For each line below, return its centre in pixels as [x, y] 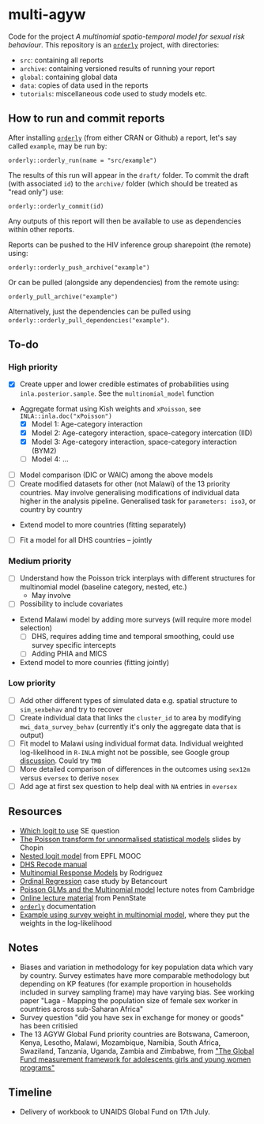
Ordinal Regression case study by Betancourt [93, 881]
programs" [37, 1067]
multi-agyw [47, 15]
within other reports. [41, 229]
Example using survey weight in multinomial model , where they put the [135, 915]
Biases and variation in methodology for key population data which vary [136, 967]
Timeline [30, 1093]
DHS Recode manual [53, 864]
